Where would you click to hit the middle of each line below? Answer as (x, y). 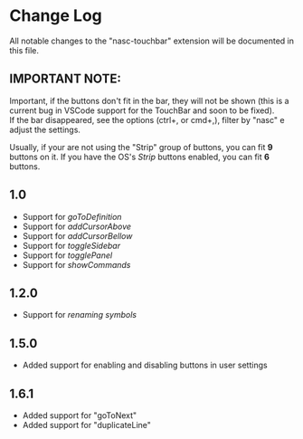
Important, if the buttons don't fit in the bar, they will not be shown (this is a (149, 100)
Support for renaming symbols (80, 315)
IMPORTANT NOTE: (66, 79)
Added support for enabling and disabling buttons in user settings (145, 365)
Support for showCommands (76, 264)
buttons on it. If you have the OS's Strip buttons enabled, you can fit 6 (139, 157)
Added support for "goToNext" (80, 415)
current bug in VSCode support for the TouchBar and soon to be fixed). (142, 110)
